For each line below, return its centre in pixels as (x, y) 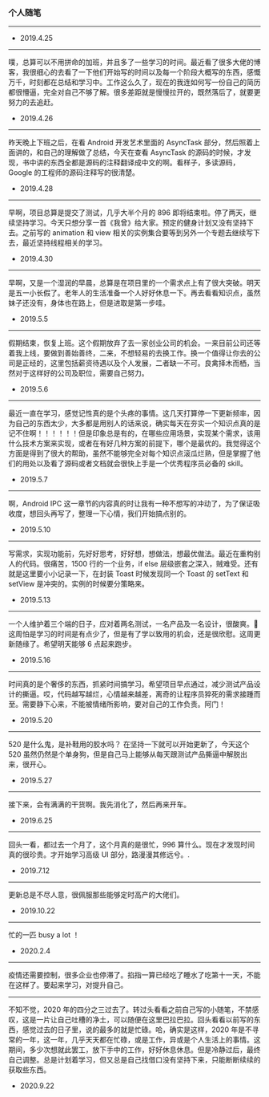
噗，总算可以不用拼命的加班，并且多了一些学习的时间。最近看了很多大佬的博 (134, 63)
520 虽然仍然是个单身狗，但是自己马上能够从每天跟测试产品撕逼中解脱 (124, 754)
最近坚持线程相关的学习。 (64, 243)
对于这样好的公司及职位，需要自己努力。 (82, 373)
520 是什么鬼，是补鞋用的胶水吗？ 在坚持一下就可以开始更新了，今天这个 (129, 745)
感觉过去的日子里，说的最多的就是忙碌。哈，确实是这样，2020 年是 (134, 1030)
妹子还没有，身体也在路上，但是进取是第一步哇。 (89, 303)
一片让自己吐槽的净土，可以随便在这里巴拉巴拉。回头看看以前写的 (145, 1020)
